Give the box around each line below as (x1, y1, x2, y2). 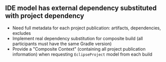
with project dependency (5, 12, 84, 20)
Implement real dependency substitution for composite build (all (12, 35, 143, 41)
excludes (12, 30, 31, 36)
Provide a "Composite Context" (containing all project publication (12, 46, 146, 52)
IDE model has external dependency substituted (5, 4, 157, 12)
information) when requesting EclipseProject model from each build (12, 51, 153, 57)
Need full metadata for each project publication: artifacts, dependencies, (12, 25, 161, 31)
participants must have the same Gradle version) (12, 41, 112, 47)
